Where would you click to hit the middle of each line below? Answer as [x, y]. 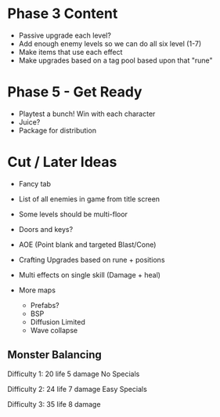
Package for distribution [58, 130]
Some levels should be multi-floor [73, 214]
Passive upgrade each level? [65, 35]
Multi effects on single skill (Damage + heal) [90, 274]
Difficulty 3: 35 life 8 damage [54, 404]
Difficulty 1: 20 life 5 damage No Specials [74, 374]
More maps [37, 290]
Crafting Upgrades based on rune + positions [92, 259]
